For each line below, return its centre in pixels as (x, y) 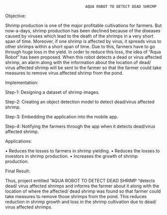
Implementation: (22, 82)
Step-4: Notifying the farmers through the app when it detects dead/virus (80, 126)
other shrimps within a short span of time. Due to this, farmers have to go (80, 46)
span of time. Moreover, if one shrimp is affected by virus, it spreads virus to (83, 41)
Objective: (16, 16)
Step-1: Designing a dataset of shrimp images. (52, 92)
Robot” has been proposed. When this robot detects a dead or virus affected (83, 57)
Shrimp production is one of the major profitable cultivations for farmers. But (83, 25)
